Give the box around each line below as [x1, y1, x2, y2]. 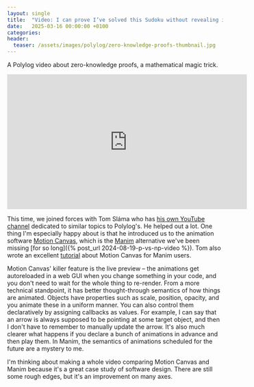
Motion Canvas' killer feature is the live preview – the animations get [7, 264, 200, 273]
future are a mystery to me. [7, 345, 84, 353]
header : [7, 36, 29, 42]
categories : [7, 29, 41, 36]
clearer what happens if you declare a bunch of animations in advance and [7, 330, 218, 338]
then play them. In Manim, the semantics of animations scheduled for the [7, 337, 213, 345]
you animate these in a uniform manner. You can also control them [7, 301, 194, 309]
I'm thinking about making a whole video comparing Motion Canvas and [7, 358, 210, 366]
